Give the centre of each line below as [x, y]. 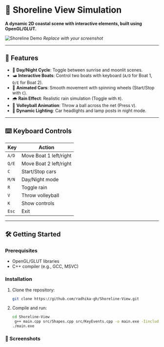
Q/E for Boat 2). [27, 82]
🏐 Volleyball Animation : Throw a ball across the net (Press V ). [74, 105]
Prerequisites [21, 250]
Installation [19, 279]
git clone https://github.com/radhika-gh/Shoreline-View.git [76, 299]
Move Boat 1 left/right [46, 155]
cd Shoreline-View [31, 317]
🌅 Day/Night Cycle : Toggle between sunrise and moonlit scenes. [77, 70]
